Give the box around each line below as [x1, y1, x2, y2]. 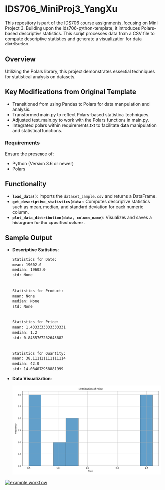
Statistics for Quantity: [12, 351, 66, 356]
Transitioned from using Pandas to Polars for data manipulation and [12, 101, 150, 107]
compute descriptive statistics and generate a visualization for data [5, 36, 142, 42]
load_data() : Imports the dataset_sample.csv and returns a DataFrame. [12, 193, 157, 199]
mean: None [12, 293, 35, 299]
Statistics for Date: [12, 257, 57, 262]
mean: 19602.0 [12, 262, 41, 267]
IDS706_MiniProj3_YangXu [5, 3, 118, 15]
